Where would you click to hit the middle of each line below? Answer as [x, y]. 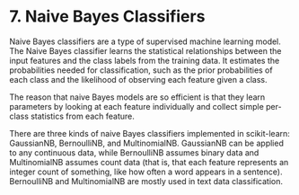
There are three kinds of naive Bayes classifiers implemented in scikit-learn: [149, 133]
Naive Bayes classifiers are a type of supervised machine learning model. [145, 41]
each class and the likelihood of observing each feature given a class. [138, 79]
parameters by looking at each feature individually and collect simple [137, 106]
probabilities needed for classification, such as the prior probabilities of [141, 70]
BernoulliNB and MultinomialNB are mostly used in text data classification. [146, 181]
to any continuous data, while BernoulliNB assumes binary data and [134, 152]
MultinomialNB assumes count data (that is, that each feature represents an [149, 162]
